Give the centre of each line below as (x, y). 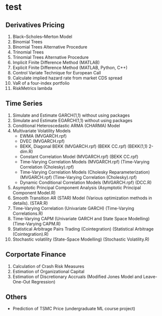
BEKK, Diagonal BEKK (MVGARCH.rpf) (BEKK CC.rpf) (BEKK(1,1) (84, 146)
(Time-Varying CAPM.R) (37, 224)
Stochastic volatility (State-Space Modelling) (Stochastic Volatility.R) (81, 239)
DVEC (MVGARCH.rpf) (42, 141)
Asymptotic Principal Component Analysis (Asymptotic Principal (77, 187)
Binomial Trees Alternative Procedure (50, 47)
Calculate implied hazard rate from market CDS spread (67, 78)
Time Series (24, 104)
